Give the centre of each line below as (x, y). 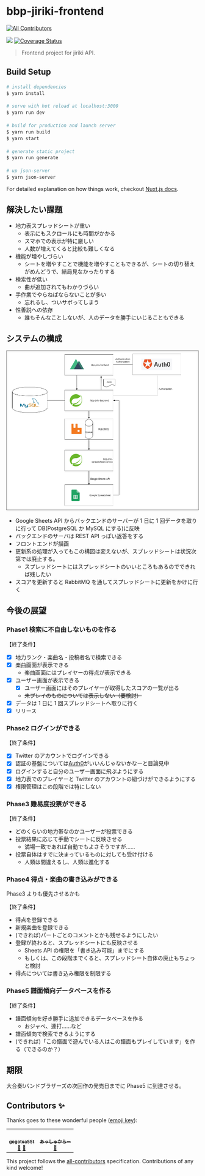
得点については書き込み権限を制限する (63, 973)
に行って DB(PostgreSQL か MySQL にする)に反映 (77, 528)
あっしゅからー (55, 1142)
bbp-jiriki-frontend (55, 11)
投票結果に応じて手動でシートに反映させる (69, 839)
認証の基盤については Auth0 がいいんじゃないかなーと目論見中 (92, 763)
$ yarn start (23, 138)
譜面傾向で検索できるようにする (55, 1033)
